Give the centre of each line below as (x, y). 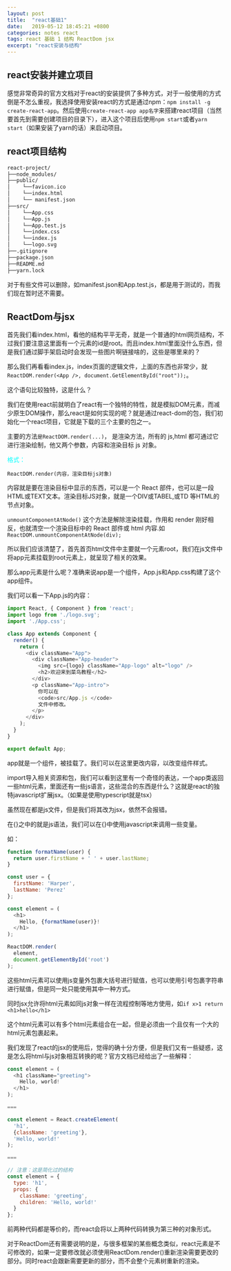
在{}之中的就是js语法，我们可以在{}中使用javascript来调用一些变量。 (104, 824)
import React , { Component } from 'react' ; (71, 609)
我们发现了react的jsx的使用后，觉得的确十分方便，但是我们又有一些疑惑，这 (115, 1047)
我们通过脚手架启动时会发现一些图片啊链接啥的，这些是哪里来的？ (107, 352)
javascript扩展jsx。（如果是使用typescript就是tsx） (84, 794)
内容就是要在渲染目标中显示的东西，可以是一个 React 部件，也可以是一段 (111, 488)
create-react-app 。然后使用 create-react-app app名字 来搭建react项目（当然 (114, 110)
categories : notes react (43, 33)
